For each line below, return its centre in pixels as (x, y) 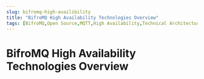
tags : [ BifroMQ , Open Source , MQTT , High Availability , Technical (87, 23)
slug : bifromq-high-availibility (49, 12)
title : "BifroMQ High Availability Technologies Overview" (83, 18)
